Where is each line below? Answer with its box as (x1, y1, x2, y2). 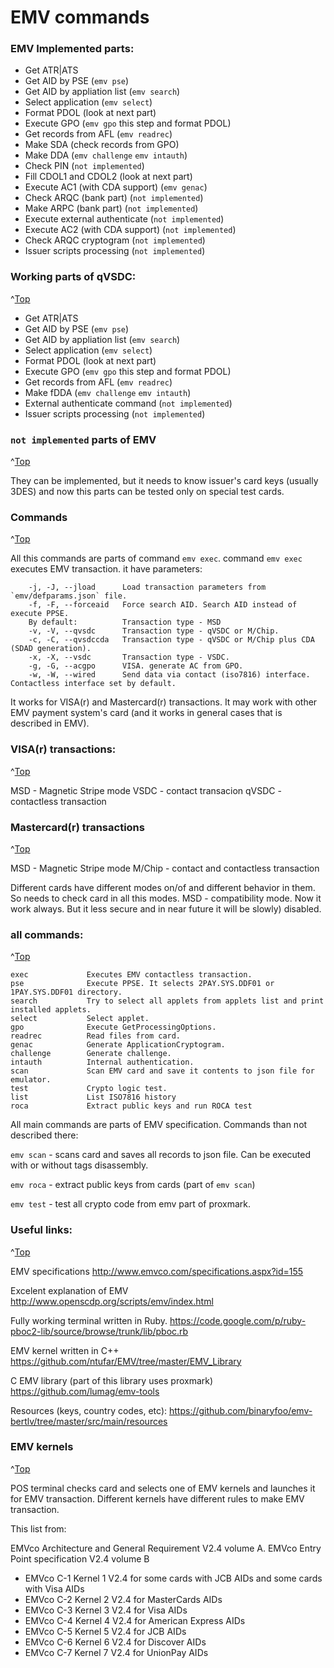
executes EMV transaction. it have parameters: (10, 563, 203, 575)
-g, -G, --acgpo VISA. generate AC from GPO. (28, 661, 244, 671)
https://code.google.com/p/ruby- (169, 1314, 307, 1326)
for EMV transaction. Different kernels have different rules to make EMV (10, 1492, 305, 1505)
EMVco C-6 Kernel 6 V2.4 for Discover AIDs (24, 1636, 207, 1648)
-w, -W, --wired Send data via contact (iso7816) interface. (28, 670, 311, 680)
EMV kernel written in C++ (10, 1344, 120, 1356)
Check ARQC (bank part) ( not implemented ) (24, 192, 204, 204)
